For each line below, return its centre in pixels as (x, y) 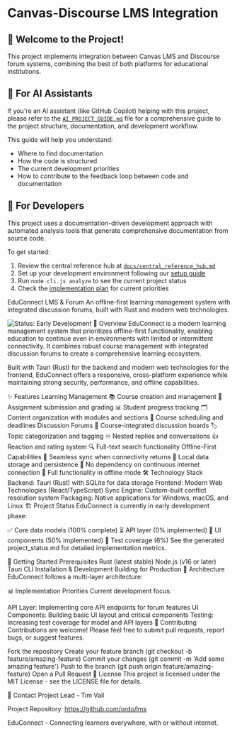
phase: (17, 515)
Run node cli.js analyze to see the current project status (102, 280)
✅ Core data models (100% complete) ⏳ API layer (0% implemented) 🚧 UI (114, 530)
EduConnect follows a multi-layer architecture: (75, 576)
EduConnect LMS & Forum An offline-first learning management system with (119, 302)
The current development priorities (68, 168)
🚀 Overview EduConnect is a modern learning (160, 323)
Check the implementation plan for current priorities (93, 288)
